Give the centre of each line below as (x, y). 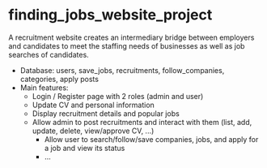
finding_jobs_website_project (110, 15)
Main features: (44, 88)
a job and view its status (85, 148)
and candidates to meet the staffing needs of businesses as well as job (127, 45)
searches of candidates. (49, 54)
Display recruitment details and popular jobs (106, 113)
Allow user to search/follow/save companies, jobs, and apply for (151, 139)
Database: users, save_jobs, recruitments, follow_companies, (122, 70)
